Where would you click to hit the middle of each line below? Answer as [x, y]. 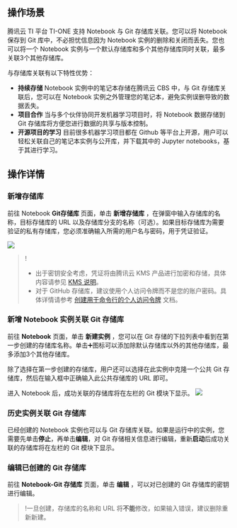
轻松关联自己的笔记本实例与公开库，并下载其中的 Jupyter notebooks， [120, 141]
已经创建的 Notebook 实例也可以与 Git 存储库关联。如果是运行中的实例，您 [116, 430]
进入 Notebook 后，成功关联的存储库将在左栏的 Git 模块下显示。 [100, 393]
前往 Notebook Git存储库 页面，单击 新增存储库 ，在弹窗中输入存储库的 [111, 213]
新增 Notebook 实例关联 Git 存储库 [66, 320]
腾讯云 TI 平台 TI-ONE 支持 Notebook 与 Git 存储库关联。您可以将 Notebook [117, 31]
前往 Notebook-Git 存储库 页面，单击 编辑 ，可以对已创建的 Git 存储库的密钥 [118, 485]
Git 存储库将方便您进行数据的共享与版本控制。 [85, 123]
